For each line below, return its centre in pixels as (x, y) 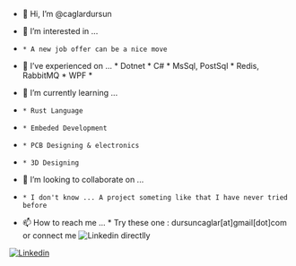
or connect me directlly (86, 236)
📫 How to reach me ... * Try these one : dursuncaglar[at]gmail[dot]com (154, 223)
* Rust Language (52, 111)
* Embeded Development (65, 128)
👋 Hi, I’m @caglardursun (67, 14)
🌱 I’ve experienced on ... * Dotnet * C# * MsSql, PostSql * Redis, (141, 66)
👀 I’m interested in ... (60, 31)
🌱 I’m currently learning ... (70, 93)
